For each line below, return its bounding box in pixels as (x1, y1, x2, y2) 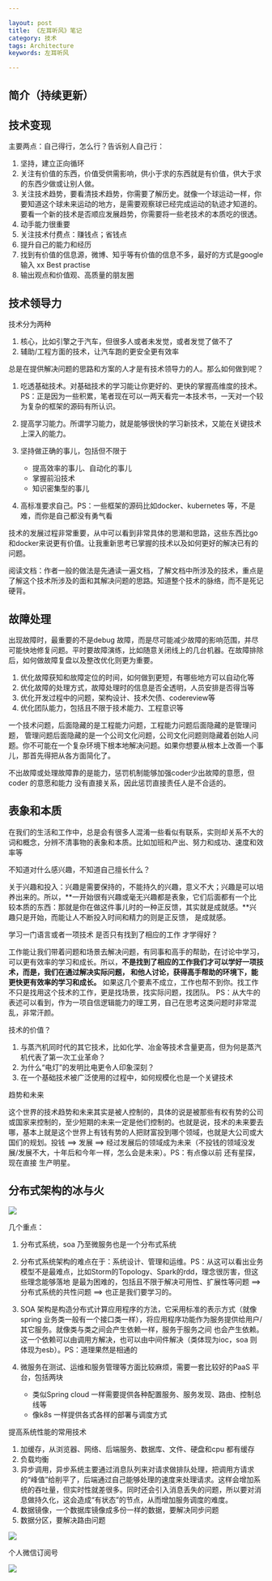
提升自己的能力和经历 (19, 240, 91, 250)
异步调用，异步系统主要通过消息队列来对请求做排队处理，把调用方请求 (19, 1464, 255, 1474)
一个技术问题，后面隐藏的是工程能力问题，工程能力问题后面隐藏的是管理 (8, 720, 249, 730)
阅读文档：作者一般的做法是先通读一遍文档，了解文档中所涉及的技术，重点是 (8, 565, 264, 576)
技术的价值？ (8, 1025, 51, 1034)
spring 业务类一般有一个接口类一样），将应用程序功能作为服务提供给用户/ (19, 1314, 263, 1324)
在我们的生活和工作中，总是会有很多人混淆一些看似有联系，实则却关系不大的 (8, 827, 264, 836)
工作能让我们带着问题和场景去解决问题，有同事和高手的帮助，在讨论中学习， (8, 947, 264, 956)
